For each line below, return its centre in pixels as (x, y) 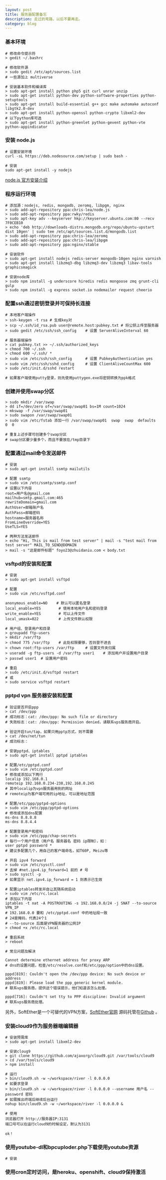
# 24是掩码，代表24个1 (26, 918)
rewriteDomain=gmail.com (31, 503)
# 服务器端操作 (19, 340)
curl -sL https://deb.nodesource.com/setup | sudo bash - (66, 156)
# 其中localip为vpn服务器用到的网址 (39, 788)
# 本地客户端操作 (20, 315)
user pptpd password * (29, 845)
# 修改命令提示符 (20, 53)
